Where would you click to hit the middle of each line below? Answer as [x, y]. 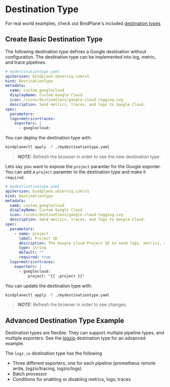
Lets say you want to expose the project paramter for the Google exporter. [83, 166]
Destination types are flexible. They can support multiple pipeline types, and [85, 333]
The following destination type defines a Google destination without [76, 51]
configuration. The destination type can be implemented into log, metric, [81, 57]
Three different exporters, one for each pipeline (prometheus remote [84, 363]
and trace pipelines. [26, 62]
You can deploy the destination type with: [49, 138]
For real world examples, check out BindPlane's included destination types [83, 23]
